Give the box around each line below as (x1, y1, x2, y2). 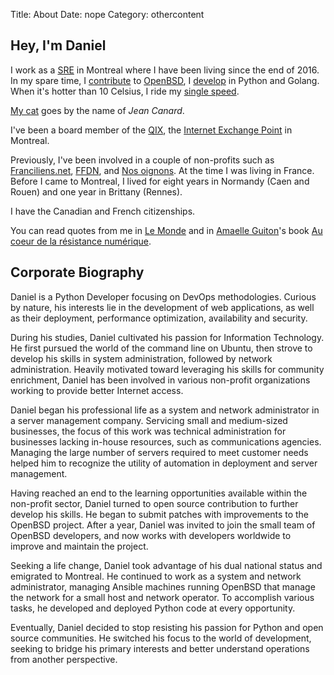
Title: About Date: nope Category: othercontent (10, 9, 205, 20)
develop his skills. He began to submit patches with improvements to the (10, 508, 310, 520)
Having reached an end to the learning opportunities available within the (10, 487, 308, 499)
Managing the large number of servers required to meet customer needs (10, 446, 309, 458)
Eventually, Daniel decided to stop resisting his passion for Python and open (10, 621, 324, 633)
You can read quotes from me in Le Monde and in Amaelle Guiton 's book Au (10, 224, 323, 236)
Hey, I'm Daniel (10, 37, 107, 54)
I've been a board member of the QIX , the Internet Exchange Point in (10, 124, 293, 136)
